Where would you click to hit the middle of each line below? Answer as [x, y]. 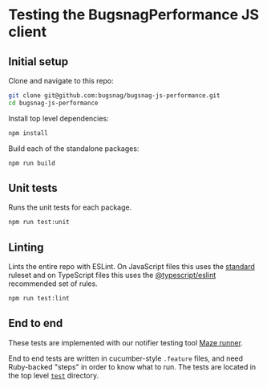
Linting [26, 247]
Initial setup [38, 61]
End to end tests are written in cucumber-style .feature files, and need [125, 358]
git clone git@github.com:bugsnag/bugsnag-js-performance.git [114, 96]
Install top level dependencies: [59, 118]
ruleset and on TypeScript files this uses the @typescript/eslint [112, 275]
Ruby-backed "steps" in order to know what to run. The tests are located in [132, 366]
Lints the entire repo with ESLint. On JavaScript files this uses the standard [131, 266]
